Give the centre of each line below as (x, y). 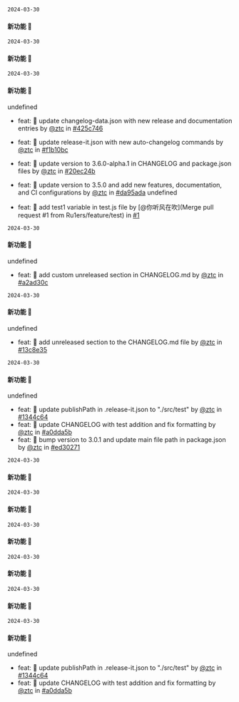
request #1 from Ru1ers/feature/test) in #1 (78, 215)
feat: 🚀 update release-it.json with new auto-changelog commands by (120, 142)
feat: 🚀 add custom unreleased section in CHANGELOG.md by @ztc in (120, 274)
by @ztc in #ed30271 (49, 448)
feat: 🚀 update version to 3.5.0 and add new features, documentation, (120, 185)
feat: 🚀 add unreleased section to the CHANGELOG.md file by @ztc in (120, 342)
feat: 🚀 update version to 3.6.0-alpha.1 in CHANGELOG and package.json (124, 163)
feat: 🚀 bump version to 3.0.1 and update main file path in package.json (122, 440)
